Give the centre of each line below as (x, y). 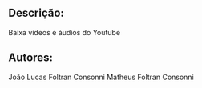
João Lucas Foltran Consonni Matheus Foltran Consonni (101, 77)
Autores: (31, 58)
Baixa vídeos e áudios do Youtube (65, 32)
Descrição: (36, 13)
